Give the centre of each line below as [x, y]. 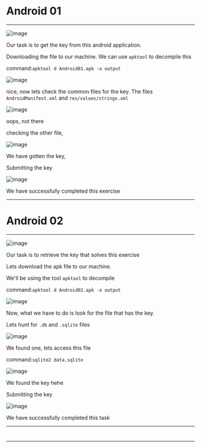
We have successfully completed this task [58, 417]
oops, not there [25, 121]
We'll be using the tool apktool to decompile [60, 278]
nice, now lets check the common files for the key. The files [80, 91]
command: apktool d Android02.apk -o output [63, 289]
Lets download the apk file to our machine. [59, 266]
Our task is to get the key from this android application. [74, 45]
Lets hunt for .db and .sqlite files [48, 324]
